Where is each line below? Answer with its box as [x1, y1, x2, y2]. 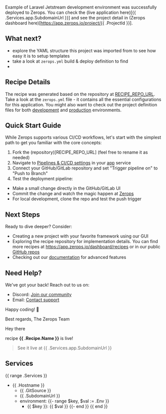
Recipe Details [5, 78, 51, 86]
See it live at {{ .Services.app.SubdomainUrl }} [17, 345, 112, 351]
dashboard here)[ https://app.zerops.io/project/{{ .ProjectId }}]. [5, 20, 133, 26]
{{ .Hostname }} [12, 382, 45, 388]
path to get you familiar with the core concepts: [5, 140, 102, 146]
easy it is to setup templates [12, 53, 70, 59]
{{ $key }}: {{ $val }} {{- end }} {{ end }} [27, 403, 108, 409]
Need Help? [5, 268, 42, 277]
